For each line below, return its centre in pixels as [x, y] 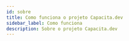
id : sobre [19, 12]
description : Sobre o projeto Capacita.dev [62, 29]
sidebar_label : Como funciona [45, 23]
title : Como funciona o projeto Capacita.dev [64, 17]
